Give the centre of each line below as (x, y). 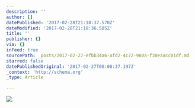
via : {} (16, 45)
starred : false (25, 61)
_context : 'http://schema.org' (45, 72)
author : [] (20, 17)
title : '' (18, 34)
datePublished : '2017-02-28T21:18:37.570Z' (61, 22)
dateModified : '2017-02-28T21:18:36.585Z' (59, 28)
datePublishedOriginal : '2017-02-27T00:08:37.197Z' (71, 66)
